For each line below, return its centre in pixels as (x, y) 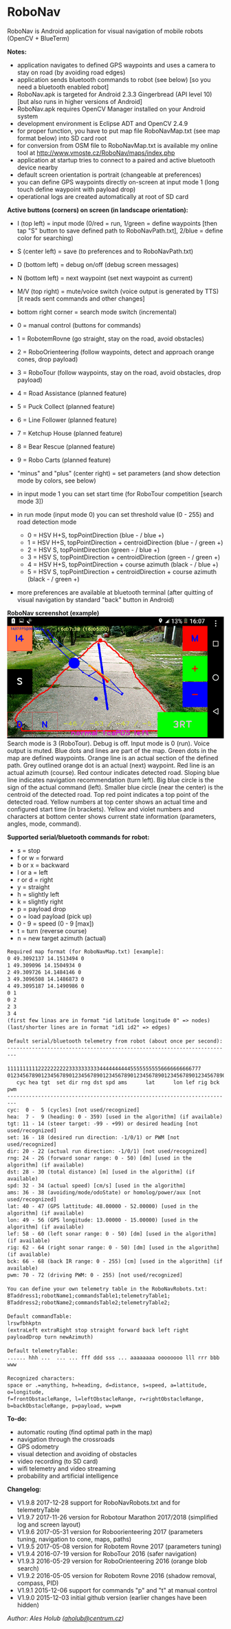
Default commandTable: (40, 1317)
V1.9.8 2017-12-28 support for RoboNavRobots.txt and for (99, 1503)
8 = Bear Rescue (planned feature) (66, 446)
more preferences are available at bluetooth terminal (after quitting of (115, 592)
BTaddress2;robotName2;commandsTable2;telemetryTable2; (89, 1303)
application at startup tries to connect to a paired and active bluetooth (116, 160)
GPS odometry (38, 1447)
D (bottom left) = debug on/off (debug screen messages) (98, 264)
